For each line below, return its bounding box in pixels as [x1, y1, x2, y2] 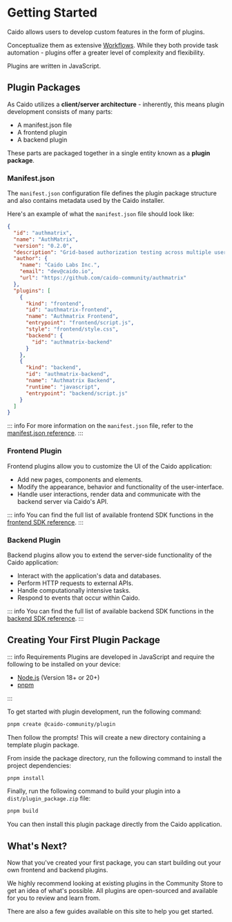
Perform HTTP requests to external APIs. [17, 578, 133, 587]
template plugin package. [7, 740, 79, 749]
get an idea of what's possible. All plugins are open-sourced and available [7, 887, 218, 895]
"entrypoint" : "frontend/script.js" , [25, 320, 135, 326]
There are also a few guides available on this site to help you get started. [7, 908, 214, 916]
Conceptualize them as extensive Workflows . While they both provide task [7, 41, 219, 49]
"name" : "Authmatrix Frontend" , [25, 313, 119, 320]
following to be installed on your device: [7, 660, 121, 668]
